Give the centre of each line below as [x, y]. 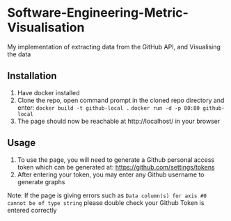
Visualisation [46, 27]
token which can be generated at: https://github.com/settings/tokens [116, 167]
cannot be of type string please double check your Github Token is [106, 202]
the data [19, 54]
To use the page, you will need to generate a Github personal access [115, 159]
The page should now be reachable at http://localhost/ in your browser [119, 121]
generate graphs [41, 181]
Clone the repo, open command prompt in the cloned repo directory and [121, 100]
